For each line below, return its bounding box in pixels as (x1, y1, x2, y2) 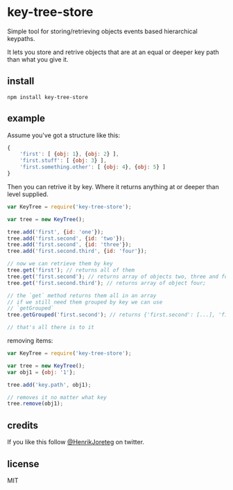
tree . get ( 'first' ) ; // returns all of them (7, 267, 135, 274)
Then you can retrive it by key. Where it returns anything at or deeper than (7, 182, 220, 191)
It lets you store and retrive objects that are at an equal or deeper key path (7, 48, 220, 56)
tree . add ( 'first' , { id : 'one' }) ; (7, 228, 104, 236)
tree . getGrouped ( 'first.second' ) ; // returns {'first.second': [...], (7, 311, 216, 319)
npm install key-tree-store (7, 94, 89, 100)
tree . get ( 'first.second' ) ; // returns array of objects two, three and (7, 273, 218, 280)
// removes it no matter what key (7, 394, 107, 401)
